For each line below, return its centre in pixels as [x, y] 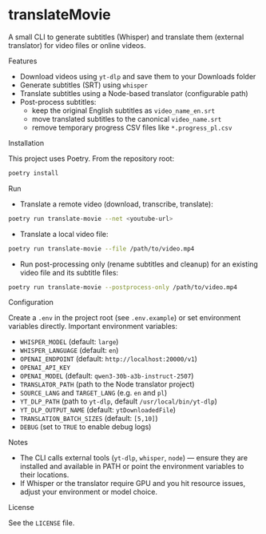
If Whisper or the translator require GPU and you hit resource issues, [133, 484]
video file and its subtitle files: [69, 272]
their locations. [44, 475]
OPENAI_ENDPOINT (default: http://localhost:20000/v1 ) [109, 359]
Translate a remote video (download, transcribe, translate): [116, 204]
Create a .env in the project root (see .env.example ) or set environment [125, 318]
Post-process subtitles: [58, 102]
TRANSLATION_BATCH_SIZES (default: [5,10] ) [89, 419]
